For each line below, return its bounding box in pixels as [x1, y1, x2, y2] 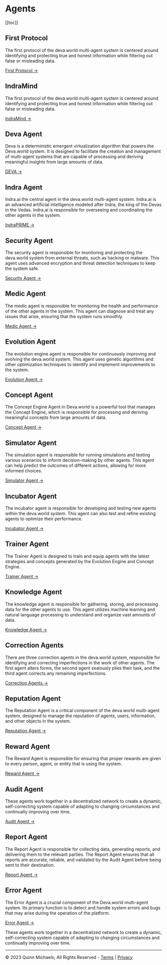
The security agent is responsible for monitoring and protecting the [5, 250, 143, 255]
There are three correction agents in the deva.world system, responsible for [5, 654, 161, 660]
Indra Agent [5, 183, 43, 192]
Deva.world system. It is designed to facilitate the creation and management [5, 148, 161, 155]
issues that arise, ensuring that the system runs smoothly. [5, 313, 123, 319]
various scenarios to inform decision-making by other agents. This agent [5, 457, 154, 463]
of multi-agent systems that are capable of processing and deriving [5, 154, 144, 160]
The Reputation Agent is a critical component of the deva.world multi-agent [5, 708, 160, 714]
